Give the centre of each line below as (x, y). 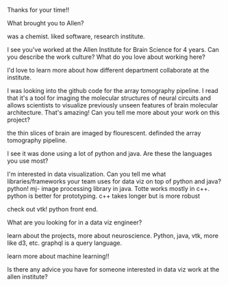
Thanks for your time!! (38, 10)
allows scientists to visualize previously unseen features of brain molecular (113, 105)
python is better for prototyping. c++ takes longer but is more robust (104, 196)
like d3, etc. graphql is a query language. (65, 243)
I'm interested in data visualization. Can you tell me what (87, 174)
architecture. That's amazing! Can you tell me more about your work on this (114, 113)
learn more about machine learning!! (58, 256)
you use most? (28, 161)
